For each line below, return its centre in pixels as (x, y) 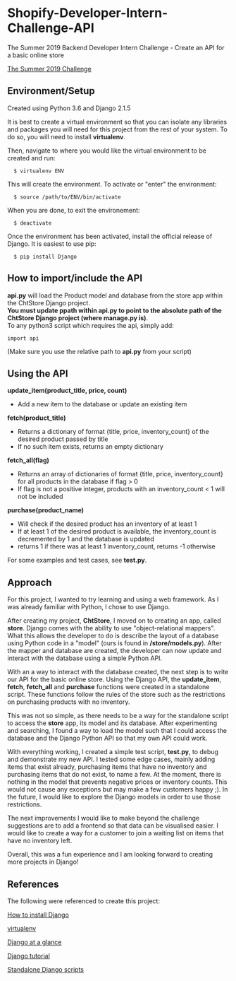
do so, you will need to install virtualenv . (66, 136)
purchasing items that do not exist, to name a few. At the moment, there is (114, 775)
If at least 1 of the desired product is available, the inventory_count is (117, 531)
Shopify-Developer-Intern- (88, 13)
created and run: (31, 158)
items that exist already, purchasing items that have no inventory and (107, 767)
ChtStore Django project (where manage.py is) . (78, 318)
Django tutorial (29, 956)
